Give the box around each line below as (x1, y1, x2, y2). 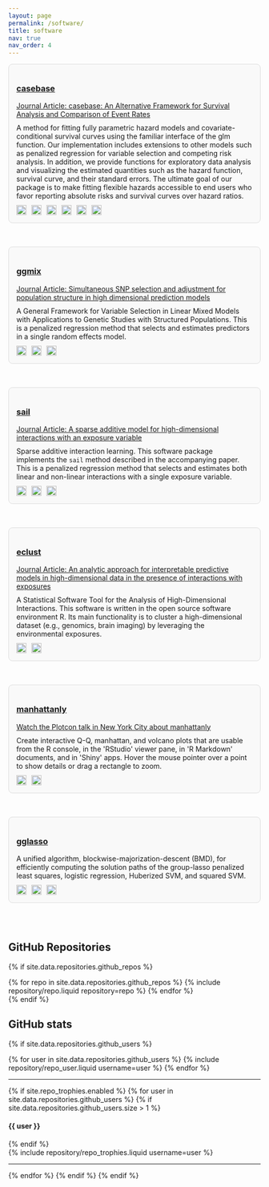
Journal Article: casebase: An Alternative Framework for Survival (16, 101, 231, 111)
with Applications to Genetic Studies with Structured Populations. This (16, 314, 247, 324)
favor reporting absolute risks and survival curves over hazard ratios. (16, 191, 244, 201)
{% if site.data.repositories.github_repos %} (8, 962, 154, 972)
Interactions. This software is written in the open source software (16, 604, 231, 614)
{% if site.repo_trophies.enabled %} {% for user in (8, 1086, 174, 1096)
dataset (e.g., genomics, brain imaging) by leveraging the (16, 621, 205, 630)
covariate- (201, 123, 236, 133)
